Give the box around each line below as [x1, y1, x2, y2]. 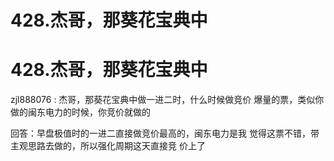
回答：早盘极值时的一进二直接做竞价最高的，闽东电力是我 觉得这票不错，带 [10, 127, 320, 140]
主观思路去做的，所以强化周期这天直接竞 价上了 [10, 140, 206, 152]
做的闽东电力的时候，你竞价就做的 [10, 106, 151, 118]
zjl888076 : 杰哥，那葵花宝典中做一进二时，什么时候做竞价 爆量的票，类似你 [10, 94, 325, 106]
